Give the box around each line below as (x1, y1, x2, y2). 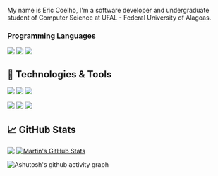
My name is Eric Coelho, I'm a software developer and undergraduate (7, 6, 210, 14)
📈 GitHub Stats (7, 123, 76, 136)
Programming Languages (7, 31, 97, 41)
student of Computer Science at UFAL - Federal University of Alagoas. (7, 13, 212, 22)
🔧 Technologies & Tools (7, 68, 112, 80)
